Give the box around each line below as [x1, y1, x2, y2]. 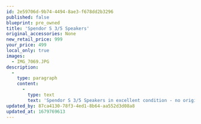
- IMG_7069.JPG [11, 58, 50, 64]
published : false [6, 14, 50, 20]
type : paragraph [17, 75, 58, 81]
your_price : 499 [6, 42, 47, 48]
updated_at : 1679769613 [6, 108, 66, 114]
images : [6, 53, 26, 59]
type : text [28, 92, 55, 98]
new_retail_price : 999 [6, 36, 63, 42]
